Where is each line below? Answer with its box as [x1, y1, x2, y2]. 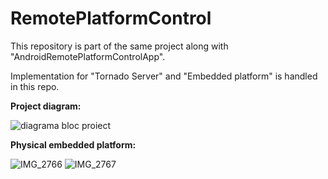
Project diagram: [10, 100, 82, 112]
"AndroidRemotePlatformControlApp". [10, 50, 166, 62]
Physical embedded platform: [10, 138, 137, 151]
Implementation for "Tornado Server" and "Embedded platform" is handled [10, 70, 318, 82]
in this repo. [10, 80, 60, 92]
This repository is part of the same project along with [10, 40, 229, 52]
